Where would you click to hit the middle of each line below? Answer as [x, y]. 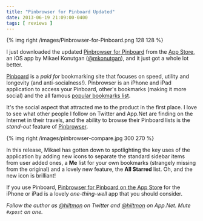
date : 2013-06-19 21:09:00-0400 [47, 18]
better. [15, 65]
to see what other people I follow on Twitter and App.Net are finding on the [100, 114]
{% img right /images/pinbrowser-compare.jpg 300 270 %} [80, 138]
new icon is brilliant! [31, 176]
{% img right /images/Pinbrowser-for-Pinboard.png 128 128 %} [85, 40]
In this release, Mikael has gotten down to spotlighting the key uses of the [98, 150]
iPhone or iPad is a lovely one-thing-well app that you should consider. [95, 194]
